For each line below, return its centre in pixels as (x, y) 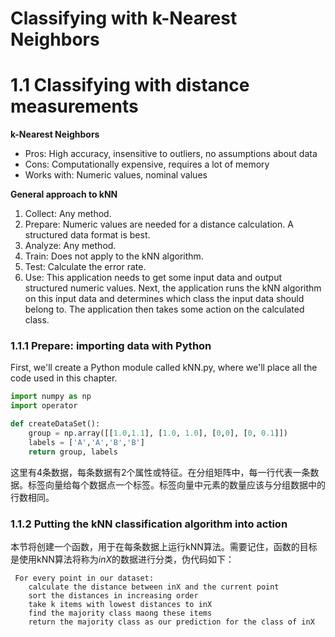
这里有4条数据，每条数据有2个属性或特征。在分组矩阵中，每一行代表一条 (160, 472)
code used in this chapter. (64, 378)
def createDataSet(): (55, 424)
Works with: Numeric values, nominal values (116, 175)
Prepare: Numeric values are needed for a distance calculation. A (159, 224)
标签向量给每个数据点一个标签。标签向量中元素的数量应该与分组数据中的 (176, 484)
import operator (44, 406)
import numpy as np (51, 397)
